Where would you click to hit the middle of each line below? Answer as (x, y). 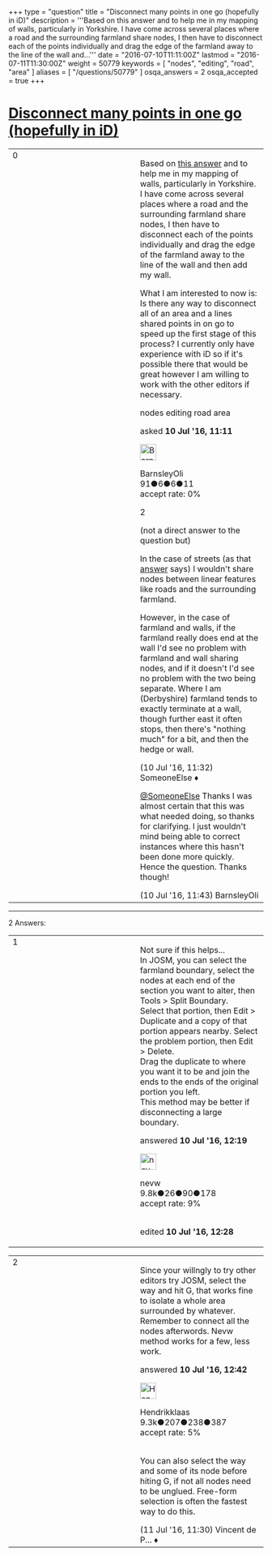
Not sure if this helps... (183, 949)
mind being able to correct (190, 836)
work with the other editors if (195, 384)
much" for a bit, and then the (195, 739)
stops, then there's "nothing (193, 729)
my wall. (156, 275)
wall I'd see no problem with (193, 648)
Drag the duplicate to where (193, 1061)
